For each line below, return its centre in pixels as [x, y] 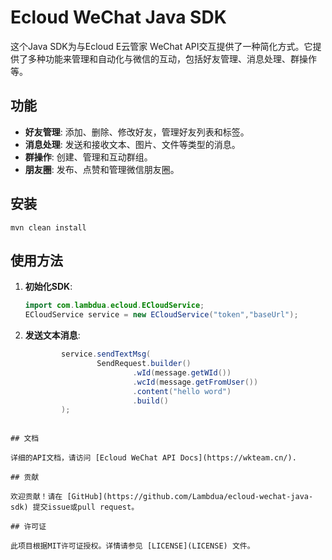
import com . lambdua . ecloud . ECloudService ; [114, 306]
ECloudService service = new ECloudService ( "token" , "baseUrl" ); [161, 315]
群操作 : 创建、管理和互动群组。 [88, 157]
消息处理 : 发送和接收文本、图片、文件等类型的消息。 [132, 144]
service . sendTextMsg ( [106, 354]
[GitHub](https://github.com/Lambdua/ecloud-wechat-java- [190, 497]
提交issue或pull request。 [86, 507]
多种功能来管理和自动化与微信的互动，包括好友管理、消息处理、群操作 [172, 58]
